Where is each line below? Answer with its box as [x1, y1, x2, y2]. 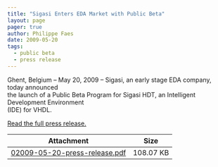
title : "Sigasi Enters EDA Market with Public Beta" [7, 10, 165, 18]
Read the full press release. [7, 119, 86, 128]
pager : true [7, 23, 42, 30]
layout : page [7, 17, 46, 24]
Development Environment [7, 98, 84, 106]
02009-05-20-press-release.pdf [11, 147, 127, 157]
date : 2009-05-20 [7, 37, 58, 44]
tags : [7, 43, 23, 50]
